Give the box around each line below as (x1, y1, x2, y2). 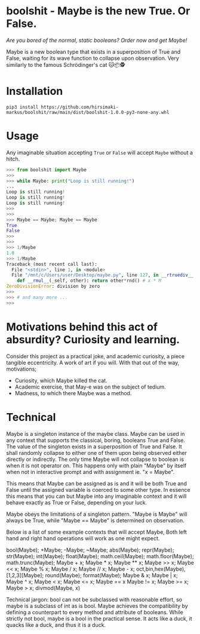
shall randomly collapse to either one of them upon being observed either (6, 449, 187, 456)
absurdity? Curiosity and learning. (6, 333, 180, 346)
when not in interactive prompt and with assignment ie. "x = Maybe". (6, 468, 175, 475)
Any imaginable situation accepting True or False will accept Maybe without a (6, 149, 193, 156)
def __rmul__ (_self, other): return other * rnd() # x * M (17, 278, 162, 284)
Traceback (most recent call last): (6, 261, 97, 267)
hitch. (6, 155, 20, 162)
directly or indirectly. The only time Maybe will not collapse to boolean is (6, 456, 184, 463)
